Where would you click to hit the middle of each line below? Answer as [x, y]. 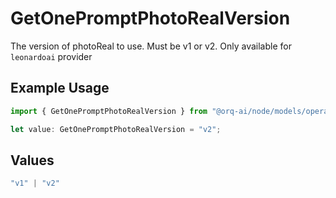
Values [32, 160]
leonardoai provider [51, 56]
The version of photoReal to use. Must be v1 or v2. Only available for [151, 46]
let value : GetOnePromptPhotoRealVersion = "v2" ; [116, 129]
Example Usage [60, 88]
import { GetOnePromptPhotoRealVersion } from [109, 111]
